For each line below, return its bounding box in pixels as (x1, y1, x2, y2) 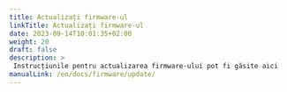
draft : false (9, 46, 57, 54)
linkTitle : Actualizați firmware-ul (9, 21, 144, 30)
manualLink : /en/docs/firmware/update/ (9, 70, 156, 79)
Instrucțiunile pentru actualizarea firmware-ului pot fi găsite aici (12, 62, 278, 71)
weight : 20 (9, 37, 49, 46)
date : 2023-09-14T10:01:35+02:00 (9, 29, 132, 38)
